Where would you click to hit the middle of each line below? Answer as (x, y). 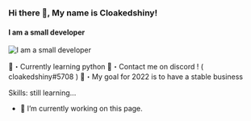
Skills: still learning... (42, 93)
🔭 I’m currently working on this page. (81, 109)
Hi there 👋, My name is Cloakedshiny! (83, 13)
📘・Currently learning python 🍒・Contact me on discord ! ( (106, 67)
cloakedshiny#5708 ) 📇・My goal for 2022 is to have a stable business (126, 77)
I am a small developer (47, 32)
